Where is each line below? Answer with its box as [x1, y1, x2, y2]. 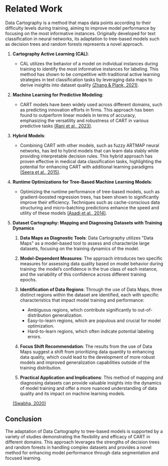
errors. [27, 333, 42, 340]
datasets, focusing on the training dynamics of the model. [20, 245, 139, 252]
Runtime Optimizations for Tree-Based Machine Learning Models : [12, 179, 152, 185]
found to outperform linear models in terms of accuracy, [20, 112, 136, 118]
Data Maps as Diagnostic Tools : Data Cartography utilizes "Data [20, 235, 154, 241]
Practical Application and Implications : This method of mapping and [20, 374, 163, 380]
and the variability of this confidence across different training [20, 271, 146, 277]
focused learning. [5, 455, 42, 461]
